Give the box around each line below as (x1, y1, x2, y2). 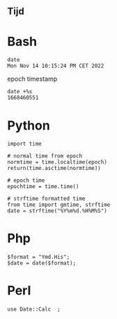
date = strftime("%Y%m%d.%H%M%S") (7, 208, 108, 215)
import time (7, 141, 42, 148)
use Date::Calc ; (7, 306, 61, 313)
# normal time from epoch (7, 153, 82, 159)
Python (7, 118, 50, 133)
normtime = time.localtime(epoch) (7, 159, 108, 166)
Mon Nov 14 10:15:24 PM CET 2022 (7, 63, 104, 70)
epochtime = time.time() (7, 183, 79, 190)
